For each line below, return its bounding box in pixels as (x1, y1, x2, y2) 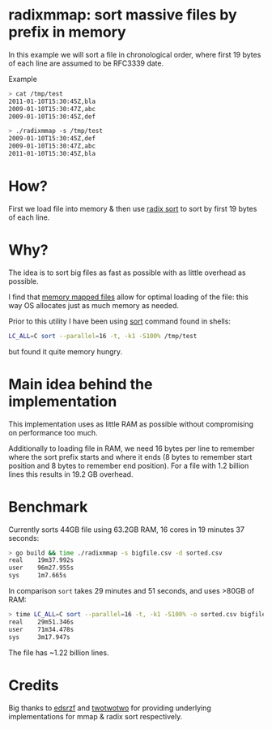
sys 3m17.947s (8, 633, 70, 641)
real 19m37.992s (8, 556, 74, 564)
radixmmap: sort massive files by (8, 6, 237, 24)
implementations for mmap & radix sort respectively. (8, 711, 183, 721)
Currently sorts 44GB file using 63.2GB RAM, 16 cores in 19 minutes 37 (8, 525, 245, 534)
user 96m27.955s (8, 564, 74, 572)
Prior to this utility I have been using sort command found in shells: (8, 316, 231, 326)
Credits (8, 675, 59, 694)
